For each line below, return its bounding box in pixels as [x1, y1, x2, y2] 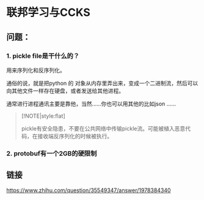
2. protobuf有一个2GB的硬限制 [6, 149, 97, 157]
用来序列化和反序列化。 [6, 66, 65, 74]
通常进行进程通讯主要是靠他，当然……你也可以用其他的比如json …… [6, 100, 176, 107]
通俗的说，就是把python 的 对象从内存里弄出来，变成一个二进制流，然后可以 [6, 79, 199, 87]
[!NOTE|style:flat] [21, 112, 65, 120]
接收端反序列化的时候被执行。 [37, 132, 113, 140]
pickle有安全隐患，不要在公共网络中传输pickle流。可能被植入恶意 [21, 124, 186, 132]
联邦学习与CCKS [6, 5, 90, 20]
